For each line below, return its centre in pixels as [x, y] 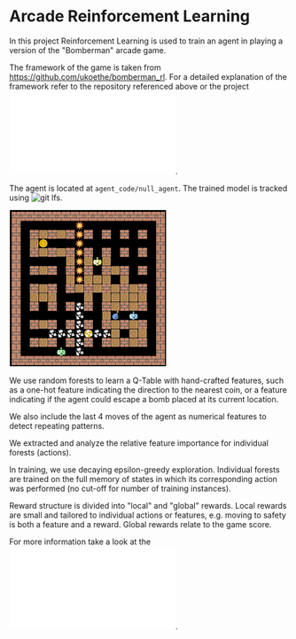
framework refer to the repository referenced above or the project [129, 86]
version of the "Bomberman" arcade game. [88, 50]
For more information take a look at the [80, 542]
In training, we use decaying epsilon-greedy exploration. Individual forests [145, 469]
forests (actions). [40, 452]
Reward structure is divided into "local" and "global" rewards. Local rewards [148, 505]
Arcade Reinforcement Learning [130, 16]
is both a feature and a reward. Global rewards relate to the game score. [140, 524]
